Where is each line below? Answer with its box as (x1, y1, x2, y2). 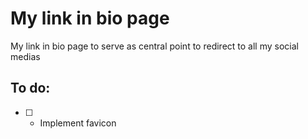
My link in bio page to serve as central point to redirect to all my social (10, 40, 299, 52)
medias (10, 50, 41, 62)
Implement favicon (39, 117, 117, 129)
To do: (10, 80, 51, 97)
